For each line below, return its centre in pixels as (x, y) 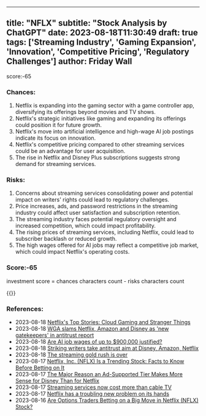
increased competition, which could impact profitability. (86, 226)
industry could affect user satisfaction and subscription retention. (98, 213)
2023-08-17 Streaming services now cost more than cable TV (93, 387)
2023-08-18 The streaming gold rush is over (71, 355)
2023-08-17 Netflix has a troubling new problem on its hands (92, 394)
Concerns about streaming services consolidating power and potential (104, 193)
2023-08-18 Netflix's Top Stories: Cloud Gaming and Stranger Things (103, 322)
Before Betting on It (40, 368)
